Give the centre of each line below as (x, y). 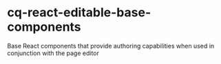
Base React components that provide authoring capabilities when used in (111, 46)
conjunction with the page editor (53, 53)
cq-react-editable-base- (79, 13)
